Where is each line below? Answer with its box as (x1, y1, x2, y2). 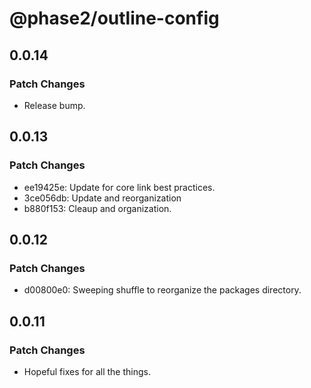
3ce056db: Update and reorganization (23, 192, 182, 204)
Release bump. (23, 99, 86, 111)
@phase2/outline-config (9, 7, 220, 30)
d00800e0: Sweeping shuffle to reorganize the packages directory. (23, 284, 302, 296)
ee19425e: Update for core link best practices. (23, 181, 216, 193)
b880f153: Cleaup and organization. (23, 202, 172, 214)
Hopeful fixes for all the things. (23, 365, 151, 377)
